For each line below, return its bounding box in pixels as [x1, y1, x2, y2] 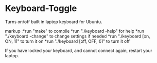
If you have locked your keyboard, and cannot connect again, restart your [5, 48, 153, 53]
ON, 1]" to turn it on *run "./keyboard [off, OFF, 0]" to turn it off [5, 38, 130, 44]
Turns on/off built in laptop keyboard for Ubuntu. [5, 19, 102, 25]
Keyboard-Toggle [5, 3, 77, 14]
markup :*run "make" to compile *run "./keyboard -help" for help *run [5, 28, 144, 34]
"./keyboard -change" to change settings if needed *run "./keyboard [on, [5, 33, 151, 39]
